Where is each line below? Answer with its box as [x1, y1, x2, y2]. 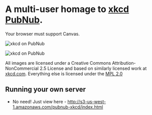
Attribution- [112, 60, 136, 66]
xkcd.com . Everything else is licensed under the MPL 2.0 [5, 70, 123, 76]
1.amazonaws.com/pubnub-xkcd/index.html [12, 104, 103, 110]
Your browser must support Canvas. [5, 31, 80, 37]
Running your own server [5, 85, 86, 94]
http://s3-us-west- [67, 98, 106, 104]
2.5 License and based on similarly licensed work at [40, 65, 147, 71]
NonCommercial [5, 65, 39, 71]
